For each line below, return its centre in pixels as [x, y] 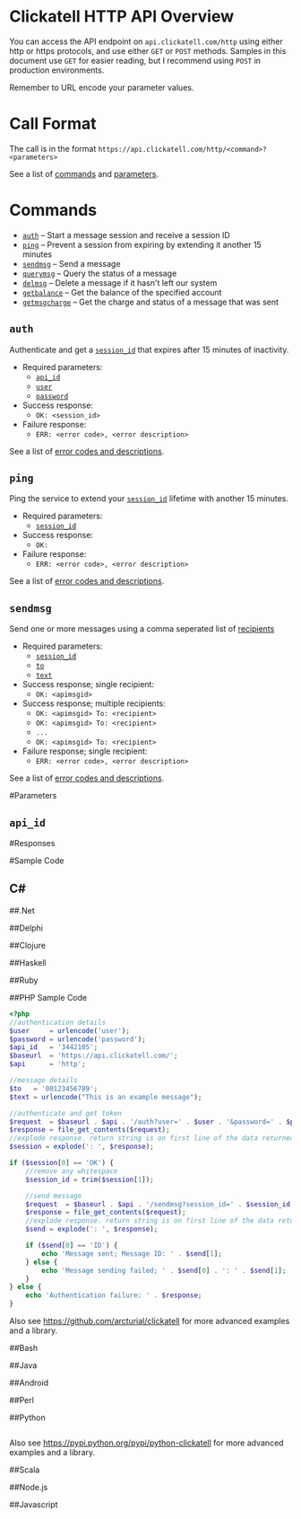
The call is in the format [53, 148]
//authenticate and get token [66, 1113]
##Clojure [28, 945]
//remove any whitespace [72, 1171]
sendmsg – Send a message [71, 263]
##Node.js [29, 1487]
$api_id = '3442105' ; [54, 1047]
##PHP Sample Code [48, 997]
